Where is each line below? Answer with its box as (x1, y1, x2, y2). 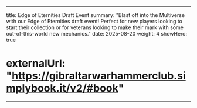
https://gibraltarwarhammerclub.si (11, 69, 186, 82)
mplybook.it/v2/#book (6, 82, 119, 95)
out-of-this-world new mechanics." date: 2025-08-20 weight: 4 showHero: (6, 30, 188, 37)
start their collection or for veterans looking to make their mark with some (6, 24, 184, 31)
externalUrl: (6, 57, 66, 70)
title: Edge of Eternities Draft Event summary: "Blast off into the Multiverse (6, 12, 185, 18)
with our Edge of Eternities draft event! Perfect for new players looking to (6, 18, 183, 25)
